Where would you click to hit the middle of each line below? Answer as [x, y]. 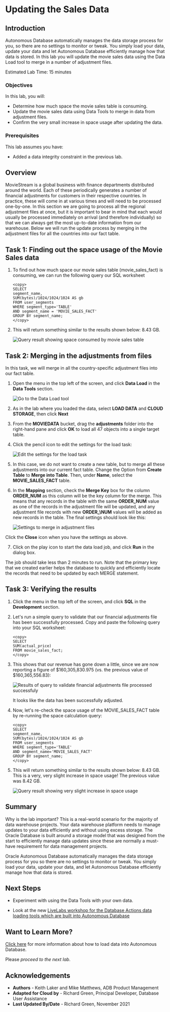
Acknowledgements [38, 976]
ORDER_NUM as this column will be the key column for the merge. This [87, 496]
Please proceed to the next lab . [38, 959]
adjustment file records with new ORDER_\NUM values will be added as [87, 512]
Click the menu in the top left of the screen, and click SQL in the [79, 601]
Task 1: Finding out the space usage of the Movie [84, 250]
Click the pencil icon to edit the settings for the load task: [72, 445]
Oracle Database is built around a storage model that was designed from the [85, 835]
